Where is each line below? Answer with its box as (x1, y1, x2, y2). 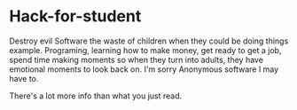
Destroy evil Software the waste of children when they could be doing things (9, 35, 289, 46)
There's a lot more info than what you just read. (9, 90, 183, 101)
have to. (9, 73, 39, 83)
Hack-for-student (9, 6, 142, 27)
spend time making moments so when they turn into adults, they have (9, 54, 264, 65)
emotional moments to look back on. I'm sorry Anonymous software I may (9, 64, 279, 75)
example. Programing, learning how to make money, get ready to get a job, (9, 44, 282, 55)
